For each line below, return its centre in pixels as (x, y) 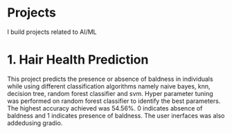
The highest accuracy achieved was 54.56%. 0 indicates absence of (105, 108)
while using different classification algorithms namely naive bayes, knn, (109, 86)
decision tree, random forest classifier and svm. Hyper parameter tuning (110, 93)
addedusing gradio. (35, 123)
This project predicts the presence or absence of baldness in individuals (110, 79)
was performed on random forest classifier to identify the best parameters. (114, 101)
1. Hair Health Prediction (78, 60)
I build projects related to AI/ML (52, 32)
